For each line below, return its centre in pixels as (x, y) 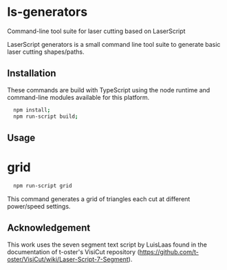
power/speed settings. (39, 206)
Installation (32, 73)
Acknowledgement (49, 228)
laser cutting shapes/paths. (46, 52)
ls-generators (47, 12)
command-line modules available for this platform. (78, 97)
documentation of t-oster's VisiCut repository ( (73, 251)
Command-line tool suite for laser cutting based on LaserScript (96, 31)
